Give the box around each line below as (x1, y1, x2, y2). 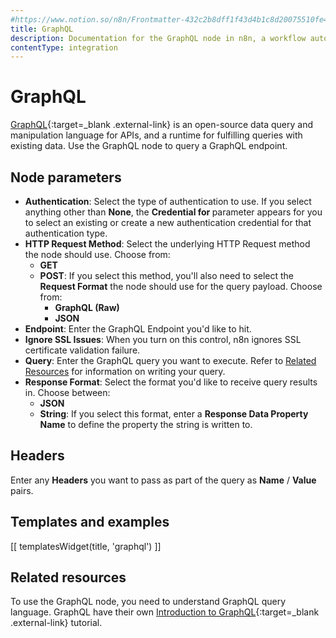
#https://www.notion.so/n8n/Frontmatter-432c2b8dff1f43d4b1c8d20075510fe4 (10, 14, 329, 25)
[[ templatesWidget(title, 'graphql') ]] (10, 540, 162, 552)
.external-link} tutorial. (10, 617, 103, 629)
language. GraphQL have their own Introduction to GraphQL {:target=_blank (10, 606, 320, 618)
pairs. (10, 484, 34, 496)
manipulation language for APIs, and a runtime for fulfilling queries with (10, 129, 303, 141)
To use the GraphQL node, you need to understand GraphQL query (10, 596, 287, 608)
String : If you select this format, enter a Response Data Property (39, 408, 309, 420)
